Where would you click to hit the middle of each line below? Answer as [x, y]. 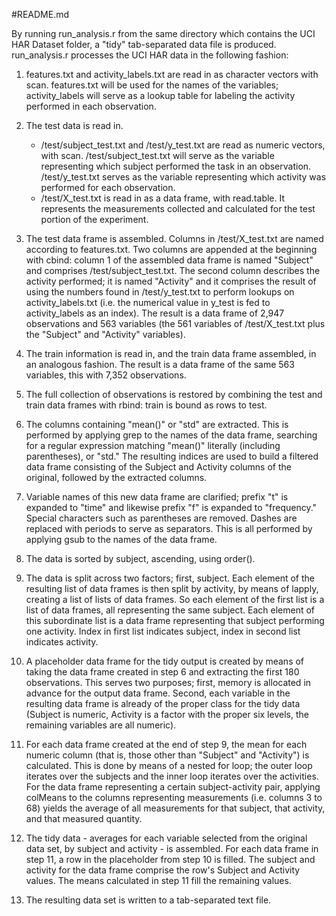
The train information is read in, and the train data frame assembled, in [171, 353]
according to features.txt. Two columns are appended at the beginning [171, 249]
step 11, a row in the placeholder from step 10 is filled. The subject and [170, 859]
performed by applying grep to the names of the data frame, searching [171, 435]
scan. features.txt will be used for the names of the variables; [152, 85]
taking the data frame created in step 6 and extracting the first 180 [162, 672]
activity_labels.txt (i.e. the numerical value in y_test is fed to [148, 302]
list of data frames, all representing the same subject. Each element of [170, 610]
